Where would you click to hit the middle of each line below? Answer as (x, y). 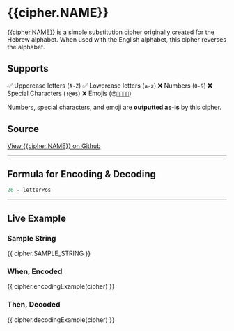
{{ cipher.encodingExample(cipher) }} (61, 286)
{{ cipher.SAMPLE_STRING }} (49, 253)
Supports (28, 68)
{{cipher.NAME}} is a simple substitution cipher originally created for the (111, 32)
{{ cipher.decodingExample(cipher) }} (61, 320)
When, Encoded (35, 271)
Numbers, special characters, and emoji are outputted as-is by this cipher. (114, 107)
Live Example (37, 218)
